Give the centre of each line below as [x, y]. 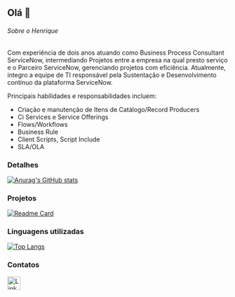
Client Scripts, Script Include [59, 139]
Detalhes [23, 165]
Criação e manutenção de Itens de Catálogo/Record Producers [108, 109]
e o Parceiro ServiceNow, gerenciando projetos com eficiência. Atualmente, [116, 67]
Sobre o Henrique [33, 30]
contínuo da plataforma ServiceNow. [60, 82]
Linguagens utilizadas [46, 232]
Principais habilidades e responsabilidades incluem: [82, 96]
